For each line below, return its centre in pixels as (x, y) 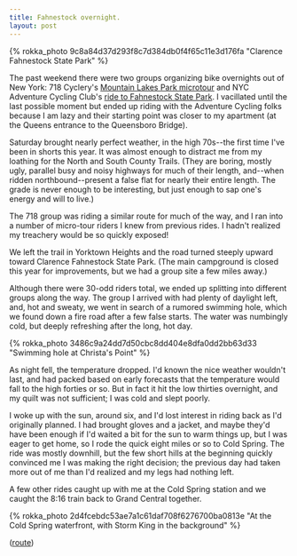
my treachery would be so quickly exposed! (89, 234)
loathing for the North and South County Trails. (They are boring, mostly (141, 161)
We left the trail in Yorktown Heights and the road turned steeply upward (141, 252)
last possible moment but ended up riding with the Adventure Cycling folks (145, 106)
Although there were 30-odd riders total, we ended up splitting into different (148, 288)
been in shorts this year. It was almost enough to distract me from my (136, 151)
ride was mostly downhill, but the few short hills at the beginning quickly (141, 453)
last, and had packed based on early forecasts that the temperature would (145, 379)
